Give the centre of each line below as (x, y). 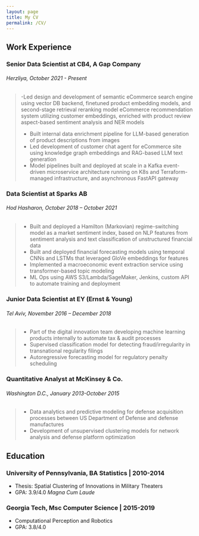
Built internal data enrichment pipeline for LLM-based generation (109, 134)
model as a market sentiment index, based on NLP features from (109, 233)
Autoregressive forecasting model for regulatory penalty (99, 357)
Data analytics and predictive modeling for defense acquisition (106, 412)
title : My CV (22, 17)
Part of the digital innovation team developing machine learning (108, 332)
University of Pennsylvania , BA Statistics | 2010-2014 (85, 473)
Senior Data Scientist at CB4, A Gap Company (74, 64)
